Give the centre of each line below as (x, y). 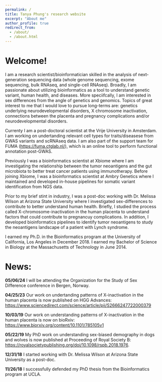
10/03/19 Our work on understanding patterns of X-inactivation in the (75, 315)
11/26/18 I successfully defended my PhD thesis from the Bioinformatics (77, 369)
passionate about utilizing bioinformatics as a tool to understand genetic (77, 90)
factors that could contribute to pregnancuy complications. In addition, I (77, 217)
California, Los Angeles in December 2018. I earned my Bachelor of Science (81, 241)
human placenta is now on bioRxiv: (40, 320)
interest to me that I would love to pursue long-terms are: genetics (71, 105)
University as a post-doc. (30, 360)
